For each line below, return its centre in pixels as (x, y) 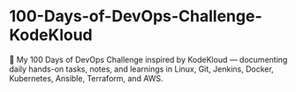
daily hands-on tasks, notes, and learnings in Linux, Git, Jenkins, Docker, (141, 69)
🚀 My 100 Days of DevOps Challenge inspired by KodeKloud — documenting (148, 59)
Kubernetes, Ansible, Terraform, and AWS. (86, 78)
